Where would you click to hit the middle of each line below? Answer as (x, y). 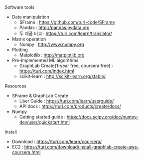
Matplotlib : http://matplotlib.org (52, 55)
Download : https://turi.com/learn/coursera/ (57, 141)
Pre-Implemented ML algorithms (45, 60)
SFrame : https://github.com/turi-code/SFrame (67, 22)
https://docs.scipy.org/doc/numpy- (103, 117)
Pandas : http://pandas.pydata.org (55, 27)
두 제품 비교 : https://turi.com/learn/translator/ (66, 33)
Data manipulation (30, 17)
